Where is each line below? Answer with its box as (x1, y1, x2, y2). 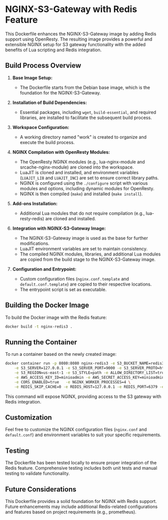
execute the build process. (19, 139, 75, 145)
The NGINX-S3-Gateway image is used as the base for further (19, 235, 148, 241)
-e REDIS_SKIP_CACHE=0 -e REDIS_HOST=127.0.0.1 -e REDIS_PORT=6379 (14, 384, 157, 389)
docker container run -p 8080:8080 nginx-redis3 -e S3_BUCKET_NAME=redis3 (5, 361, 164, 366)
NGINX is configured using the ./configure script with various (19, 180, 148, 186)
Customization (5, 413, 52, 422)
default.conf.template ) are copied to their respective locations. (19, 281, 152, 287)
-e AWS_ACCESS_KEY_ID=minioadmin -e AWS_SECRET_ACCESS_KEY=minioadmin (14, 375, 164, 380)
